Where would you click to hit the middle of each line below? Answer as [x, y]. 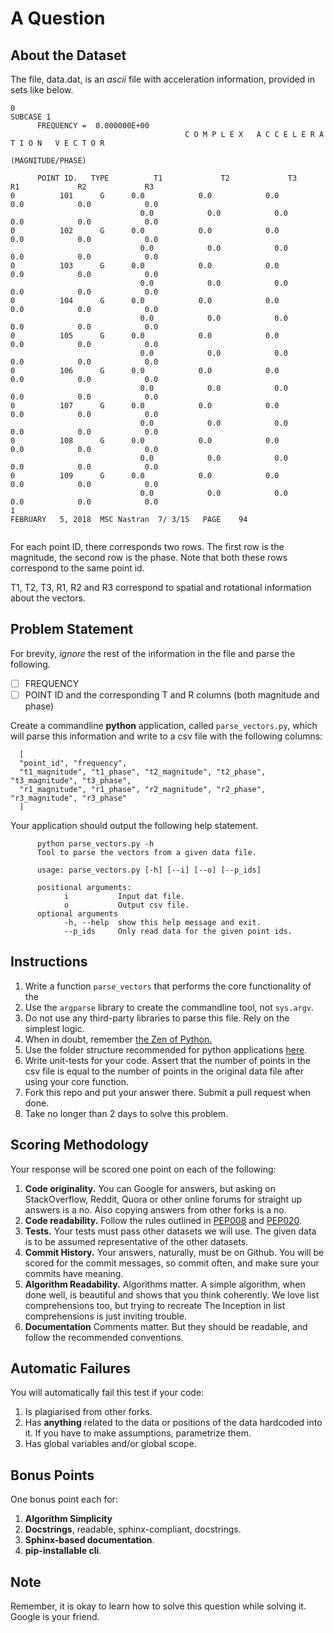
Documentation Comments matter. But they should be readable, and [166, 1326]
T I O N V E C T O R [57, 143]
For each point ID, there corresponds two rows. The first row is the [147, 546]
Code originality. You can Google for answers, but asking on [150, 1188]
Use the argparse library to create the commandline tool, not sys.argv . [169, 1007]
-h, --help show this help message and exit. [162, 922]
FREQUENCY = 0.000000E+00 [93, 126]
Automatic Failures [71, 1368]
